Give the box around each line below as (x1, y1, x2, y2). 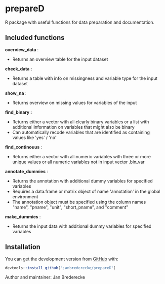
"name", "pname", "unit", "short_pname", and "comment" (12, 204, 128, 210)
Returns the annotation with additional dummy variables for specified (12, 178, 153, 184)
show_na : (5, 90, 27, 96)
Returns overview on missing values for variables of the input (12, 100, 137, 106)
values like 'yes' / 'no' (12, 134, 57, 141)
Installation (5, 243, 41, 251)
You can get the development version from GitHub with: (5, 256, 119, 262)
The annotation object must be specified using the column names (12, 199, 146, 205)
